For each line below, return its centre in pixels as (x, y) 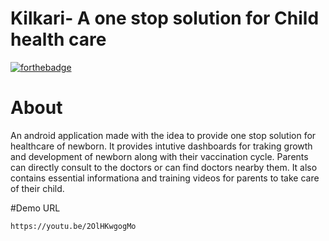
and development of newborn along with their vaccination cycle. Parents (159, 156)
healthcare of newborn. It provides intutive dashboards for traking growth (161, 146)
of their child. (37, 188)
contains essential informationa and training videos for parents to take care (165, 178)
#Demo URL (35, 208)
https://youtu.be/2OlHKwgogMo (73, 226)
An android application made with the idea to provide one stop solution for (163, 135)
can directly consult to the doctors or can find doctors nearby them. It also (164, 167)
